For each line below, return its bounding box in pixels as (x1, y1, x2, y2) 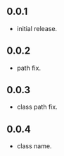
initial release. (16, 24, 58, 32)
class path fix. (16, 102, 58, 112)
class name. (16, 142, 52, 150)
